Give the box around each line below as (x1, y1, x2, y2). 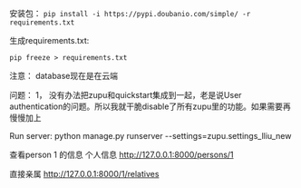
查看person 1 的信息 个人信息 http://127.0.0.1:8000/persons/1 (9, 149, 234, 160)
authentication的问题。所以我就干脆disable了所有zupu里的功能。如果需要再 (9, 101, 292, 112)
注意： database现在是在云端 (9, 71, 119, 81)
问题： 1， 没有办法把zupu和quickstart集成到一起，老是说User (9, 90, 242, 100)
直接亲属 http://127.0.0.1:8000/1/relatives (9, 169, 160, 179)
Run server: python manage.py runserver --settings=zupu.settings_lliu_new (9, 131, 292, 141)
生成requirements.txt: (9, 35, 90, 45)
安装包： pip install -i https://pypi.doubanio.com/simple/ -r (9, 8, 251, 18)
